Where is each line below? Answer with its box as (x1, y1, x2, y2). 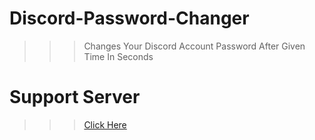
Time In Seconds (83, 50, 154, 62)
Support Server (9, 86, 141, 109)
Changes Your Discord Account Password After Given (83, 40, 306, 52)
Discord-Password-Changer (9, 7, 250, 30)
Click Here (83, 118, 127, 131)
